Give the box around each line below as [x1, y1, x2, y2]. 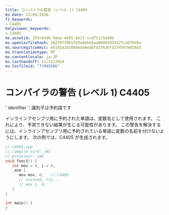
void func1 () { [5, 158, 37, 164]
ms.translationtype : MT [5, 49, 56, 55]
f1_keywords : [5, 17, 33, 22]
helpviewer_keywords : [5, 26, 51, 31]
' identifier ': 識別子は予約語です [5, 104, 72, 111]
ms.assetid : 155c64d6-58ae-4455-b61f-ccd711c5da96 [5, 36, 114, 41]
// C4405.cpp [5, 144, 33, 149]
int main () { [5, 200, 33, 205]
